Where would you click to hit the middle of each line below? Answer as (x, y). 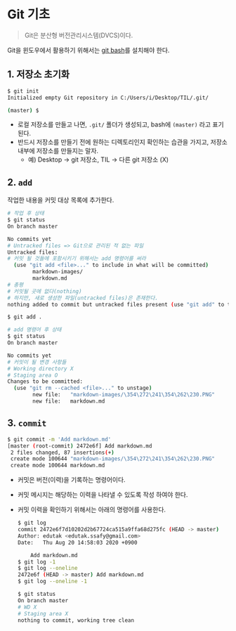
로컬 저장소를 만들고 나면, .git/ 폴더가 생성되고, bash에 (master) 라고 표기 (120, 124)
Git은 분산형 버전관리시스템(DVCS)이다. (79, 35)
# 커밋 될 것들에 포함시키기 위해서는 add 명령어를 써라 (77, 259)
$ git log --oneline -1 (52, 581)
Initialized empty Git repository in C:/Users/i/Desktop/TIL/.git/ (108, 98)
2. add (20, 182)
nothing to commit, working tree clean (76, 620)
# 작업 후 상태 (26, 214)
